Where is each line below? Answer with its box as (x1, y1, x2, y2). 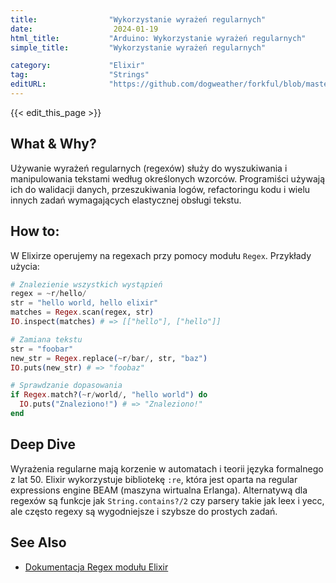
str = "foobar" (10, 344, 74, 354)
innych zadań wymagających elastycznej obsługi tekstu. (10, 194, 242, 206)
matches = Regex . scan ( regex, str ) (10, 307, 155, 318)
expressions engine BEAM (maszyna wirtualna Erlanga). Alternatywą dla (10, 484, 308, 496)
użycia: (10, 260, 40, 272)
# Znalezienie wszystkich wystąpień (10, 279, 163, 290)
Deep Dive (10, 436, 76, 453)
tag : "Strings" (10, 70, 150, 80)
